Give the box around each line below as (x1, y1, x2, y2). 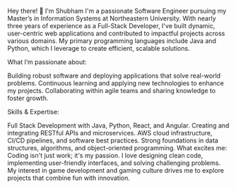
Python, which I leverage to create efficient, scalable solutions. (7, 44, 190, 52)
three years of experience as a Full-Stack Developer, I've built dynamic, (7, 22, 216, 30)
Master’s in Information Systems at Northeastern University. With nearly (7, 14, 217, 23)
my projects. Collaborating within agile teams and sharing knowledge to (7, 87, 216, 94)
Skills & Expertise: (7, 108, 59, 116)
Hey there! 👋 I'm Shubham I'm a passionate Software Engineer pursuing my (7, 7, 227, 15)
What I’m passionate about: (7, 58, 87, 66)
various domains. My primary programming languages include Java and (7, 37, 217, 45)
